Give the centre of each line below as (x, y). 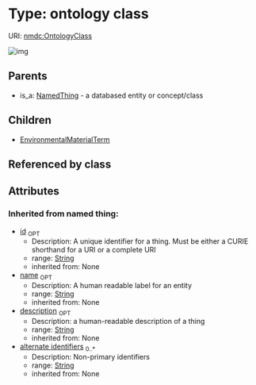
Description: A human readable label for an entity (112, 286)
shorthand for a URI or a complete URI (94, 250)
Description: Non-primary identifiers (91, 356)
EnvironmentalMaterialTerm (65, 139)
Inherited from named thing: (63, 214)
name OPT (36, 276)
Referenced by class (60, 164)
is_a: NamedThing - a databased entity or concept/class (111, 95)
